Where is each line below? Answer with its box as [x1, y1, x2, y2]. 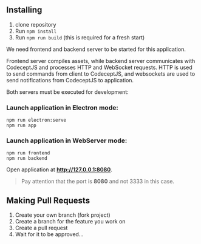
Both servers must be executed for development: [6, 88, 129, 96]
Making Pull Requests [6, 195, 90, 205]
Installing [6, 5, 43, 15]
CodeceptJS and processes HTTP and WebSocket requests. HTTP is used [6, 64, 192, 71]
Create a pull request [15, 224, 68, 232]
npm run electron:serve [6, 117, 67, 124]
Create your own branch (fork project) [15, 211, 111, 219]
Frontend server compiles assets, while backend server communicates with [6, 57, 196, 64]
